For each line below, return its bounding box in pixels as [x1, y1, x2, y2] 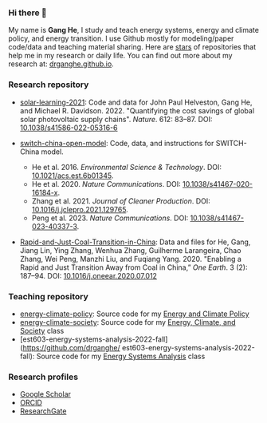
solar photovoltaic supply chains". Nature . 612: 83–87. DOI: [19, 114, 213, 124]
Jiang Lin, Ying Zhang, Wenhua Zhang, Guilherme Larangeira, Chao [19, 245, 241, 255]
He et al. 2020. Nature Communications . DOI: [31, 179, 181, 188]
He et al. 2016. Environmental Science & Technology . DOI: [31, 162, 222, 172]
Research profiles [8, 371, 78, 382]
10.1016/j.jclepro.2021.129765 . [31, 204, 129, 214]
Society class [19, 326, 65, 335]
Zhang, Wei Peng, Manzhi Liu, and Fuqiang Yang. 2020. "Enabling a [19, 254, 241, 263]
